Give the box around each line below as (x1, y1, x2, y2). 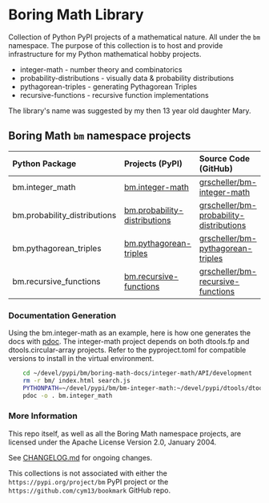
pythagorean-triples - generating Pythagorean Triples (19, 82, 198, 91)
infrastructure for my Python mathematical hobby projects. (8, 49, 202, 59)
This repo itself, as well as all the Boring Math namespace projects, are (8, 428, 242, 438)
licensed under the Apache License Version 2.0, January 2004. (8, 437, 217, 447)
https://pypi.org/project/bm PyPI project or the (8, 477, 169, 486)
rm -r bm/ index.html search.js (22, 376, 130, 384)
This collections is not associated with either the (8, 468, 168, 478)
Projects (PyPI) (123, 158, 183, 169)
